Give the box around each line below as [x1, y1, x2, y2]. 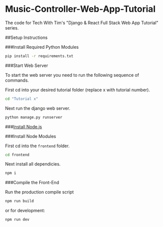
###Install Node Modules [5, 133, 56, 139]
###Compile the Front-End [5, 180, 59, 186]
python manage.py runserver [5, 115, 63, 120]
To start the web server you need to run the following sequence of [5, 72, 139, 78]
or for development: [5, 208, 45, 214]
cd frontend [5, 152, 29, 157]
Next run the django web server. [5, 105, 70, 111]
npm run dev [5, 217, 29, 222]
